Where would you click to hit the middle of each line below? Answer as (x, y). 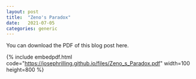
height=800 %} (25, 70)
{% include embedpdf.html (39, 57)
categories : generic (32, 28)
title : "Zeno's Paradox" (38, 17)
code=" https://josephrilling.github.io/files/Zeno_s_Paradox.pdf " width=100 (98, 63)
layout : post (22, 12)
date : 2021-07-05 (31, 23)
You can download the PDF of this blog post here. (67, 45)
